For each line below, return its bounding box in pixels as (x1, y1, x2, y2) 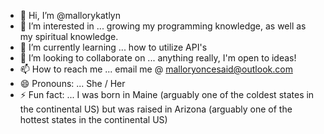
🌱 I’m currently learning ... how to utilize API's (19, 41, 208, 53)
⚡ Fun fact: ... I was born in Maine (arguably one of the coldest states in (19, 89, 315, 100)
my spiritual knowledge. (19, 31, 119, 42)
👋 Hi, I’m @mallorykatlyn (19, 10, 121, 21)
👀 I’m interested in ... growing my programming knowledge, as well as (19, 20, 307, 32)
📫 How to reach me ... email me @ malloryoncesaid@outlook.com (19, 63, 293, 75)
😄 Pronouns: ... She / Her (19, 78, 126, 89)
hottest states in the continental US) (19, 114, 168, 125)
